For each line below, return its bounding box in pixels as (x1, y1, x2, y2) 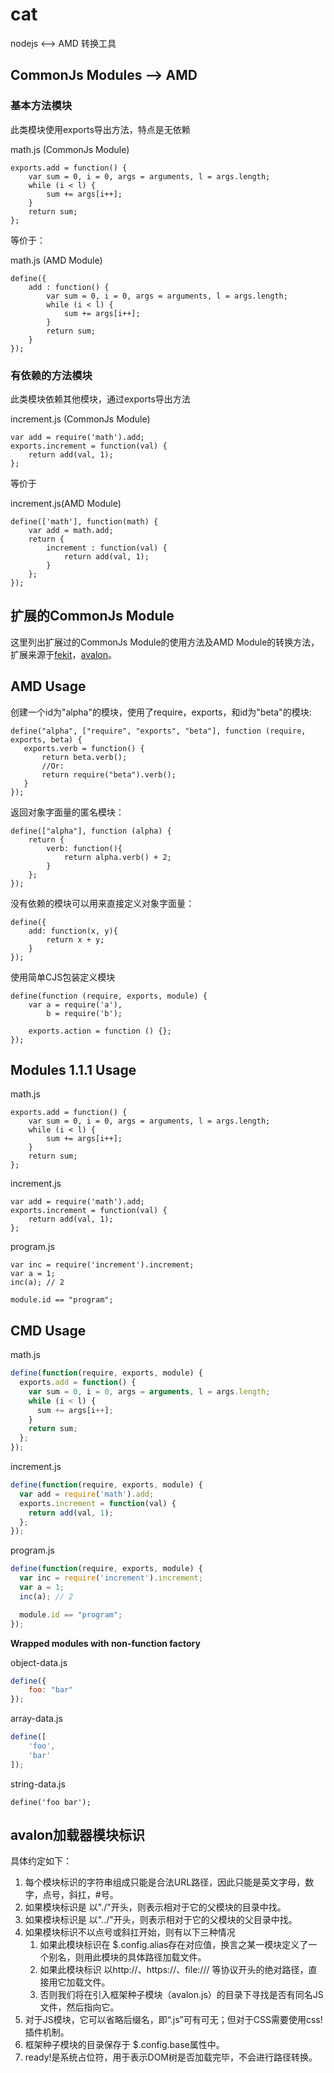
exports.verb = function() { (23, 743, 145, 753)
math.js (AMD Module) (10, 254, 103, 266)
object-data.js (10, 1656, 68, 1668)
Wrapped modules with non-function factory (10, 1637, 201, 1649)
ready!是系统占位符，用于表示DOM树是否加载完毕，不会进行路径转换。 (24, 2051, 318, 2063)
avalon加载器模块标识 (10, 1827, 146, 1844)
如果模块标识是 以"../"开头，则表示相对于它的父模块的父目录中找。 (24, 1914, 298, 1926)
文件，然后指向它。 (39, 2001, 120, 2013)
